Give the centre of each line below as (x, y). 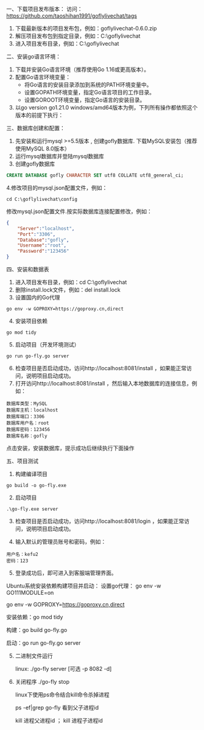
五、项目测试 (22, 461)
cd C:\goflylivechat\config (42, 199)
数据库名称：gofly (27, 436)
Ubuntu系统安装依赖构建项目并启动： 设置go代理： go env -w (84, 586)
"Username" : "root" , (42, 245)
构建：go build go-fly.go (37, 630)
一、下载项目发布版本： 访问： (44, 9)
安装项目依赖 (31, 321)
